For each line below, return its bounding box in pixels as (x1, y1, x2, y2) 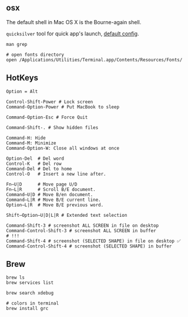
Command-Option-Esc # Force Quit (6, 114, 88, 120)
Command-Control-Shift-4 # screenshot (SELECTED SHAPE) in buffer (6, 243, 172, 249)
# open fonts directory (6, 51, 65, 58)
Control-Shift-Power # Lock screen (6, 98, 93, 105)
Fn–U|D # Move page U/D (6, 181, 78, 187)
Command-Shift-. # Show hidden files (6, 124, 99, 130)
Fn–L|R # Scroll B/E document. (6, 186, 96, 192)
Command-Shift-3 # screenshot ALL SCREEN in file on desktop (6, 222, 159, 229)
